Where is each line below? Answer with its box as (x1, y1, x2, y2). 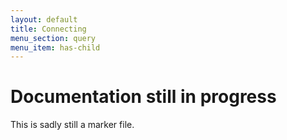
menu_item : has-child (10, 42, 101, 53)
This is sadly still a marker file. (10, 119, 135, 131)
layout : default (10, 14, 78, 25)
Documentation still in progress (10, 86, 277, 108)
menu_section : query (10, 33, 97, 43)
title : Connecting (10, 24, 87, 34)
